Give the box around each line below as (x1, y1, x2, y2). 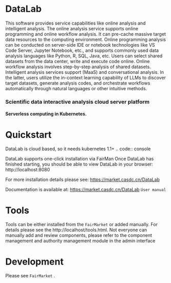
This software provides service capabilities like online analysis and (5, 20, 146, 26)
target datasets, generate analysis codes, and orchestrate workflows (5, 80, 151, 86)
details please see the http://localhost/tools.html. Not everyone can (5, 227, 147, 233)
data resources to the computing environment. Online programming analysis (5, 36, 166, 43)
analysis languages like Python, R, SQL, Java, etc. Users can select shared (5, 52, 163, 59)
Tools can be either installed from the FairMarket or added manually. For (5, 221, 158, 228)
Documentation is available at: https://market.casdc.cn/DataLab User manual (5, 187, 166, 193)
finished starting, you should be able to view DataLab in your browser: (5, 161, 154, 167)
